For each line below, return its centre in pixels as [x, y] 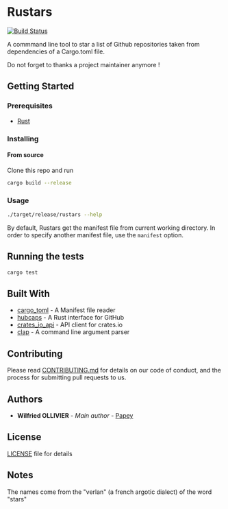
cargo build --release [39, 182]
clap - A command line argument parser [73, 332]
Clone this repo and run [40, 170]
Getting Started [41, 86]
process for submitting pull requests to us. [67, 377]
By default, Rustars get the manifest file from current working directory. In [111, 228]
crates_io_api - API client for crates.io [70, 325]
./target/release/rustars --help [55, 214]
